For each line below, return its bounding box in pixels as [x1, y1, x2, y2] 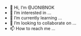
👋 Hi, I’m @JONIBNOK [9, 5, 55, 10]
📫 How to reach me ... [9, 26, 55, 31]
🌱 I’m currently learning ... [9, 15, 62, 20]
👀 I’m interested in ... [9, 10, 52, 16]
